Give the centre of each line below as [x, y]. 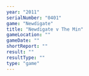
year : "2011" [23, 12]
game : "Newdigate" [30, 23]
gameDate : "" [23, 40]
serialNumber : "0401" [34, 18]
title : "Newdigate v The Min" [45, 29]
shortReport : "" [27, 47]
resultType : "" [26, 58]
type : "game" [23, 63]
